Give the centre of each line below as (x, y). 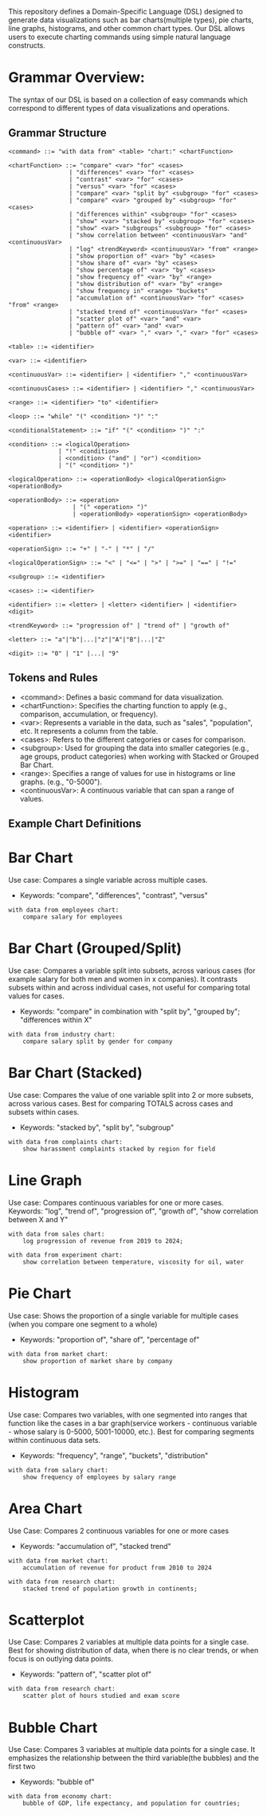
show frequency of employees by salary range (100, 1477)
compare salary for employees (73, 917)
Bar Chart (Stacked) (76, 1073)
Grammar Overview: (77, 78)
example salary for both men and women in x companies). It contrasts (123, 978)
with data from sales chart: (57, 1234)
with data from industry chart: (62, 1034)
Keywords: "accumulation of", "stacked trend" (95, 1546)
